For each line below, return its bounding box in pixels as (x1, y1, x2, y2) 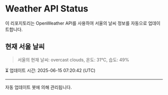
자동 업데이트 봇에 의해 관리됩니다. (5, 84, 72, 90)
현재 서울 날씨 (5, 42, 45, 51)
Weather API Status (5, 3, 88, 14)
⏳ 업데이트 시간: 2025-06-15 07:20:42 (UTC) (5, 67, 96, 73)
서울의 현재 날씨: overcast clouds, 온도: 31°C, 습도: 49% (17, 56, 129, 62)
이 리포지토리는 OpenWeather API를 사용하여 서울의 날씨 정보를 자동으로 (5, 20, 147, 26)
